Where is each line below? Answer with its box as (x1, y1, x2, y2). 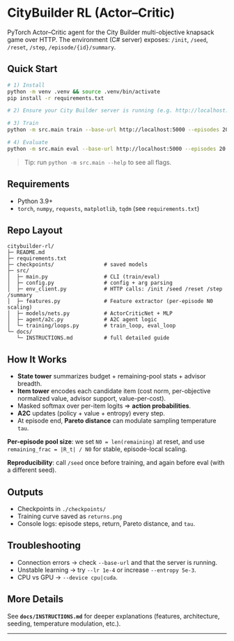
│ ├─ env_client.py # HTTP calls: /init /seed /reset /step (7, 286, 223, 293)
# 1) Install (7, 82, 45, 89)
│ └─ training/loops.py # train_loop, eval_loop (7, 323, 176, 330)
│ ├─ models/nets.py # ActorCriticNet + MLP (7, 310, 173, 317)
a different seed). (7, 466, 57, 474)
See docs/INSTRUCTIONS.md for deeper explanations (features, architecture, (7, 612, 220, 620)
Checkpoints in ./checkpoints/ (17, 505, 107, 513)
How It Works (7, 353, 68, 365)
